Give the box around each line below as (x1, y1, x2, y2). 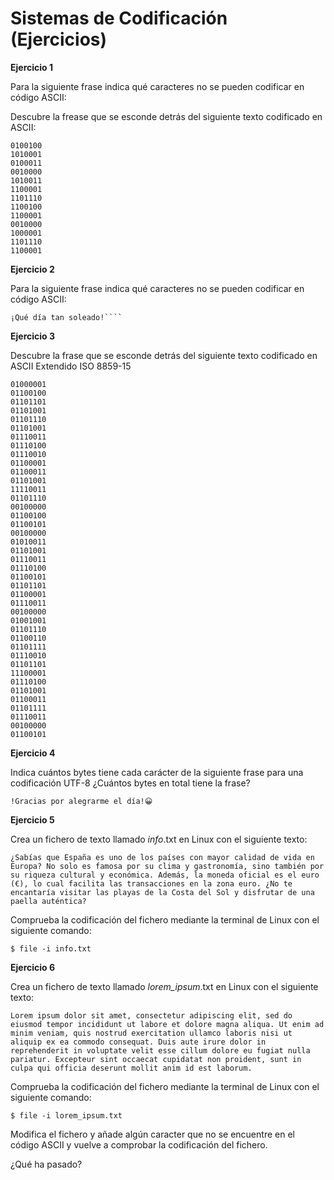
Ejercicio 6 (10, 961, 56, 973)
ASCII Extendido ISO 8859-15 (10, 360, 132, 372)
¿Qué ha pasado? (10, 1158, 83, 1170)
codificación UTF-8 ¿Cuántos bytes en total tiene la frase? (10, 777, 251, 789)
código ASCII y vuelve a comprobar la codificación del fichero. (10, 1138, 268, 1151)
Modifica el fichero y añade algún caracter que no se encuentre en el (10, 1128, 295, 1140)
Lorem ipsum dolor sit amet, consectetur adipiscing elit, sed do (10, 1010, 293, 1021)
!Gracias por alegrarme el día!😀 (10, 796, 153, 806)
